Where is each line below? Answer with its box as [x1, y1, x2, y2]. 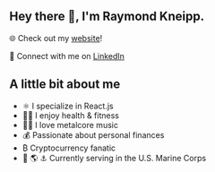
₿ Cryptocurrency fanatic [21, 142, 116, 153]
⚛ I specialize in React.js [21, 100, 114, 111]
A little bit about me [9, 77, 121, 92]
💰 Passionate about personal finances [21, 129, 165, 140]
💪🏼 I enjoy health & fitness [21, 109, 119, 121]
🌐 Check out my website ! [9, 32, 103, 43]
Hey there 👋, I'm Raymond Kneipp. [9, 9, 204, 24]
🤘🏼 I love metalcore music [21, 119, 119, 130]
